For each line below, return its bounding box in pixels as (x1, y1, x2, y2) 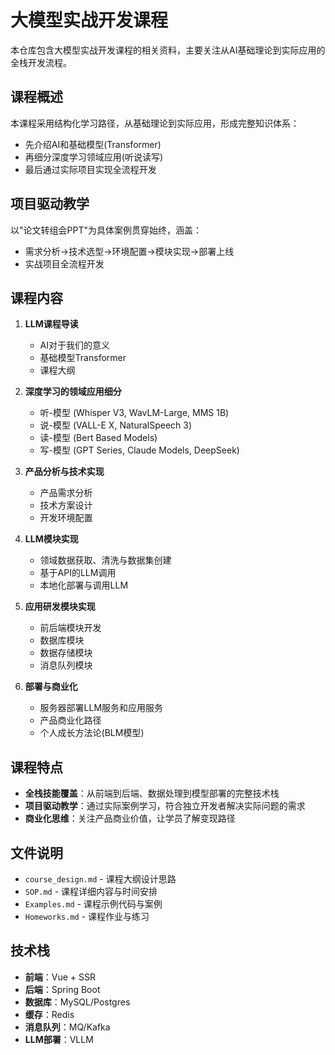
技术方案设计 (39, 499, 93, 511)
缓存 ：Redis (24, 1008, 75, 1020)
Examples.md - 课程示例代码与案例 (24, 898, 163, 910)
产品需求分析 (39, 487, 93, 499)
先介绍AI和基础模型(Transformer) (24, 138, 162, 150)
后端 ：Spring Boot (24, 983, 101, 995)
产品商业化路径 (39, 714, 102, 726)
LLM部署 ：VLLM (24, 1033, 94, 1045)
